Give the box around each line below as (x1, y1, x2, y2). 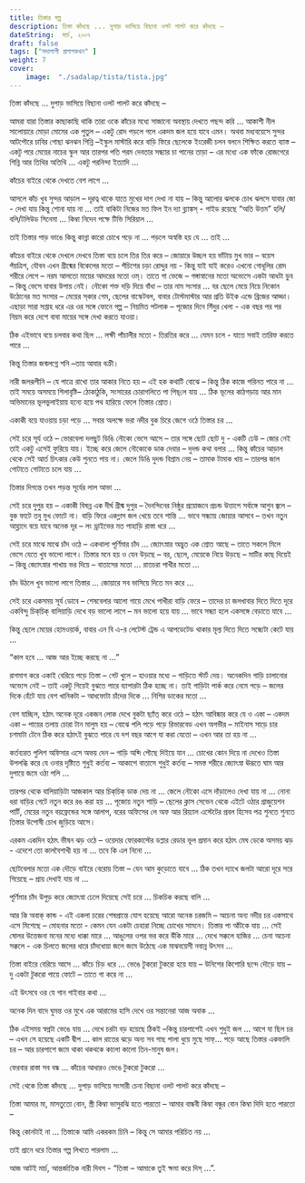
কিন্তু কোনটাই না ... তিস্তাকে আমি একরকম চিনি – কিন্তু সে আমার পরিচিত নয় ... (9, 1126, 211, 1137)
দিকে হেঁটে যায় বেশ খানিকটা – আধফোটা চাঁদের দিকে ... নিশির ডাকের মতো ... (9, 690, 207, 701)
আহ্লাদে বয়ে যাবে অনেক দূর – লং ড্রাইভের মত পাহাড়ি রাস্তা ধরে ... (9, 520, 176, 531)
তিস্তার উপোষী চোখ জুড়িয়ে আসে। (9, 816, 96, 827)
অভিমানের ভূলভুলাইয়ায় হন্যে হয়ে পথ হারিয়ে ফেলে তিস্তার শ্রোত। (9, 396, 174, 407)
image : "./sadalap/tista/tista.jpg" (25, 73, 169, 82)
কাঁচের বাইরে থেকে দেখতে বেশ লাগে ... (9, 175, 110, 185)
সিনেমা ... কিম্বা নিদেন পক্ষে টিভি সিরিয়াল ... (40, 213, 154, 224)
